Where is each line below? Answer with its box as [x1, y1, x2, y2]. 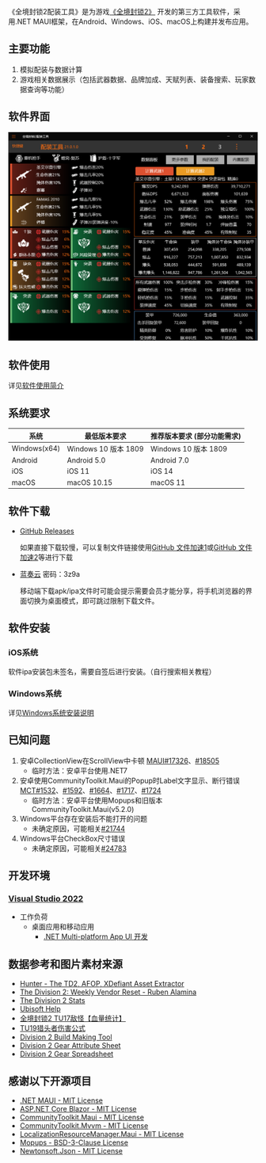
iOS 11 [66, 467, 89, 476]
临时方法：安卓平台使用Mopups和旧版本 [31, 795, 163, 805]
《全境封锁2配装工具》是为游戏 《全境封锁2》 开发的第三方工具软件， [8, 7, 234, 16]
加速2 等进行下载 [19, 552, 74, 562]
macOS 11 [150, 478, 186, 487]
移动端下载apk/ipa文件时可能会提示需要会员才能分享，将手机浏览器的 [19, 585, 245, 596]
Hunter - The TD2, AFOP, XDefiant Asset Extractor [19, 979, 184, 989]
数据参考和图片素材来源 [8, 957, 123, 970]
